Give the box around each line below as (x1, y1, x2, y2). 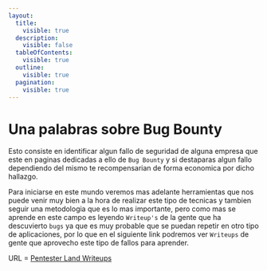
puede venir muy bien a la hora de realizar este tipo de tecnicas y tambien (8, 196, 252, 206)
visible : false (22, 41, 73, 49)
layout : (8, 11, 34, 20)
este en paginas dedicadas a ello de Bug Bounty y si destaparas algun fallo (8, 155, 253, 164)
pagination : (15, 78, 56, 86)
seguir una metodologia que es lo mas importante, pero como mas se (8, 204, 237, 214)
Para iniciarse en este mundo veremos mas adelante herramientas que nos (8, 187, 254, 197)
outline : (15, 64, 45, 72)
